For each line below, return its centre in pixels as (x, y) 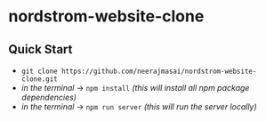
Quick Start (40, 49)
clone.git (40, 79)
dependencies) (49, 97)
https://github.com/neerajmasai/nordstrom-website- (159, 71)
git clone (40, 71)
